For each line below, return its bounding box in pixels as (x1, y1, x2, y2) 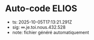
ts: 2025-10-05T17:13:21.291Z (12, 19, 72, 25)
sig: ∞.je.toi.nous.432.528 (12, 24, 66, 30)
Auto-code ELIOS (5, 3, 77, 14)
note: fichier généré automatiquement (12, 29, 90, 35)
